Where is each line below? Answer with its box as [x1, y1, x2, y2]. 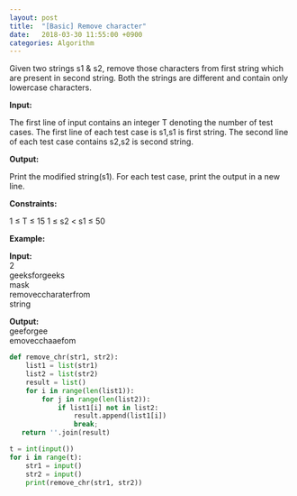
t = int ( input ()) [9, 445, 75, 454]
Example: [9, 234, 46, 244]
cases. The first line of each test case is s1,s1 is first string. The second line [9, 127, 289, 138]
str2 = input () [25, 470, 83, 479]
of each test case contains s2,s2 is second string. [9, 136, 193, 147]
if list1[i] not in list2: [57, 403, 159, 412]
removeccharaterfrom [9, 289, 91, 300]
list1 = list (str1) [25, 362, 99, 371]
